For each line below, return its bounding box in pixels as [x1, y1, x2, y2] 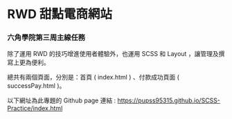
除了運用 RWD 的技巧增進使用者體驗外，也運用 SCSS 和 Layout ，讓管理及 [7, 50, 220, 58]
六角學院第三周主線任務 [7, 33, 85, 42]
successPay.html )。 [7, 82, 66, 90]
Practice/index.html [7, 104, 63, 113]
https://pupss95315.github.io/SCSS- [117, 96, 220, 104]
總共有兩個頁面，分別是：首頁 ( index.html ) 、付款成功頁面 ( [7, 73, 180, 82]
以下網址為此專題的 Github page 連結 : [7, 96, 116, 104]
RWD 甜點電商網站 [7, 6, 113, 22]
